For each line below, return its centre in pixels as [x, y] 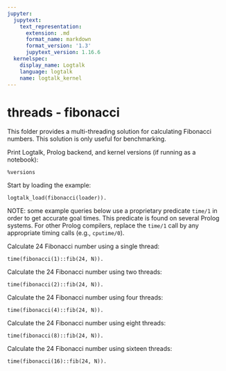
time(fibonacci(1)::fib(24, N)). [55, 259]
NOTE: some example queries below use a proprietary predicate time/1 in [112, 211]
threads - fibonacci [63, 112]
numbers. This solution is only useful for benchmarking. [87, 139]
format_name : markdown [58, 40]
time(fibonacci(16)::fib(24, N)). [57, 361]
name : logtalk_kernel [51, 78]
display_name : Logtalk [52, 65]
